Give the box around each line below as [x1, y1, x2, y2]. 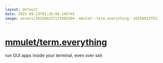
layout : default [5, 7, 38, 12]
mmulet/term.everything [5, 37, 107, 48]
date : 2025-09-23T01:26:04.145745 [5, 12, 75, 16]
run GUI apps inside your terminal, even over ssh [5, 52, 103, 58]
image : [5, 16, 18, 21]
